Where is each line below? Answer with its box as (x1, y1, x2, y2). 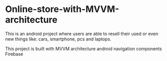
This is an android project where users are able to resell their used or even (5, 30, 158, 36)
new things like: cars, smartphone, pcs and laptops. (5, 36, 111, 42)
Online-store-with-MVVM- (5, 3, 119, 15)
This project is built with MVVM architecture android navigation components (5, 45, 162, 51)
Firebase (5, 51, 23, 57)
